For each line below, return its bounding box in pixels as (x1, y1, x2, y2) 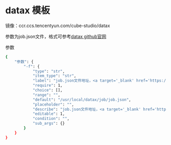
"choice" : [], (32, 88, 63, 93)
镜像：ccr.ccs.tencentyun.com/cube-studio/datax (5, 22, 110, 29)
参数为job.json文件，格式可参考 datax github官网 (5, 33, 107, 39)
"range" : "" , (32, 92, 60, 98)
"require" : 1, (32, 83, 63, 88)
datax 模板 (5, 5, 50, 16)
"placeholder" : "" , (32, 102, 74, 107)
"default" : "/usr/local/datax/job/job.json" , (32, 97, 131, 102)
